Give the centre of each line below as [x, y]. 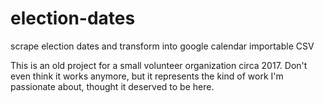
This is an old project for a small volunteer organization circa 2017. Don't [159, 65]
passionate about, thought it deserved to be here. [112, 86]
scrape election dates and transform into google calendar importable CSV [162, 46]
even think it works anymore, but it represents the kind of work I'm [147, 76]
